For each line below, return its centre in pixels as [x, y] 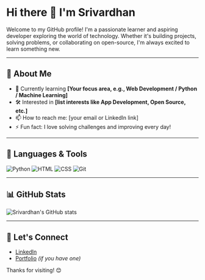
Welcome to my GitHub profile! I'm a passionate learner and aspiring [92, 29]
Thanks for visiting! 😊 [34, 270]
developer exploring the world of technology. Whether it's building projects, [101, 35]
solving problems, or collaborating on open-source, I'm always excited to [98, 42]
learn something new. [34, 49]
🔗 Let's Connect [37, 237]
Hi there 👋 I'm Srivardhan [71, 13]
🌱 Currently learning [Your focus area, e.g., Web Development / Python [106, 89]
